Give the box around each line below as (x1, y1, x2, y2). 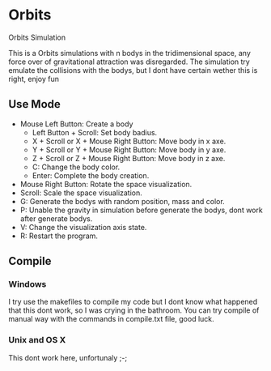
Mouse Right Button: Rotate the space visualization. (19, 179, 193, 189)
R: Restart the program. (19, 231, 99, 241)
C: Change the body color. (32, 162, 121, 172)
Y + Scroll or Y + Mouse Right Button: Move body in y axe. (32, 144, 227, 155)
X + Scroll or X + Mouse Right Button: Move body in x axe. (32, 136, 227, 146)
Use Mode (8, 97, 61, 111)
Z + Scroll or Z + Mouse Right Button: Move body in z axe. (32, 153, 226, 163)
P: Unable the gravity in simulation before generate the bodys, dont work (19, 205, 263, 215)
